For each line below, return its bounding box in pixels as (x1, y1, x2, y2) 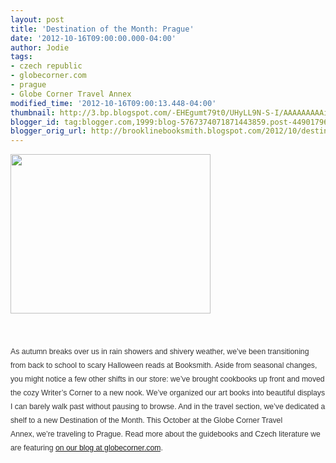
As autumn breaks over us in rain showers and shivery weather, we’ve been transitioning (10, 347, 310, 357)
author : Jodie (10, 42, 70, 53)
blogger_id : (10, 117, 60, 127)
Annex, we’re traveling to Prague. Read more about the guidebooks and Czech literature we (10, 429, 321, 439)
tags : (10, 52, 33, 62)
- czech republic (10, 61, 83, 71)
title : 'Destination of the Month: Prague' (10, 24, 195, 34)
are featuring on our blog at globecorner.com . (10, 442, 163, 453)
